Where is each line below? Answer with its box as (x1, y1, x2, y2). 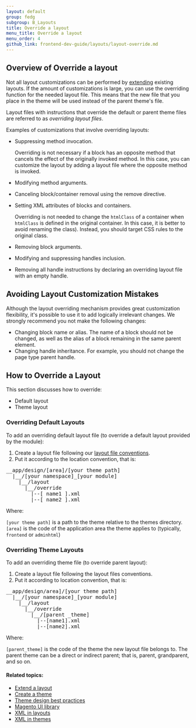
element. (14, 341, 36, 348)
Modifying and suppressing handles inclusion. (14, 255, 126, 262)
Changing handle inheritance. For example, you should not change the (14, 347, 184, 354)
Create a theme (14, 690, 53, 698)
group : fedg (6, 14, 35, 20)
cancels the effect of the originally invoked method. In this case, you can (14, 155, 190, 162)
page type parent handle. (14, 353, 76, 361)
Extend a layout (14, 685, 53, 692)
